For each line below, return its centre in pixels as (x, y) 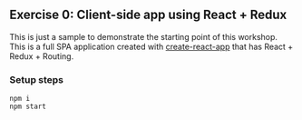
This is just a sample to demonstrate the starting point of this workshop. (144, 36)
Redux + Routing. (42, 56)
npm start (28, 107)
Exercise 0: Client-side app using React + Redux (148, 15)
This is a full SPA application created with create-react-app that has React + (151, 46)
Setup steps (37, 79)
